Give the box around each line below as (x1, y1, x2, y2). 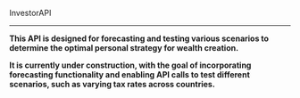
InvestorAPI (9, 8, 52, 18)
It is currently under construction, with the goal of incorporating (9, 60, 252, 70)
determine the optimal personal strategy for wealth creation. (9, 43, 239, 53)
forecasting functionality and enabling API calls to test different (9, 69, 250, 79)
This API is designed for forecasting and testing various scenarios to (9, 33, 270, 44)
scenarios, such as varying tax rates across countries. (9, 79, 216, 89)
